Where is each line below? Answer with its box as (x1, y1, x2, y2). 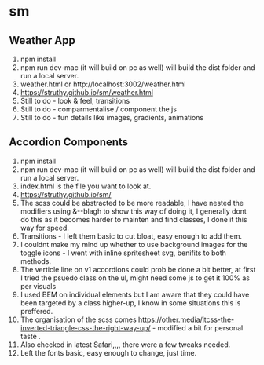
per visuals (20, 281, 57, 290)
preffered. (20, 306, 53, 316)
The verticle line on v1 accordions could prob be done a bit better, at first (20, 265, 256, 274)
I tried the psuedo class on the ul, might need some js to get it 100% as (20, 273, 251, 283)
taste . (20, 331, 42, 341)
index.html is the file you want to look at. (20, 181, 152, 191)
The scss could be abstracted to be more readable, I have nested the (20, 198, 244, 207)
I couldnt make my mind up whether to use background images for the (20, 239, 248, 249)
